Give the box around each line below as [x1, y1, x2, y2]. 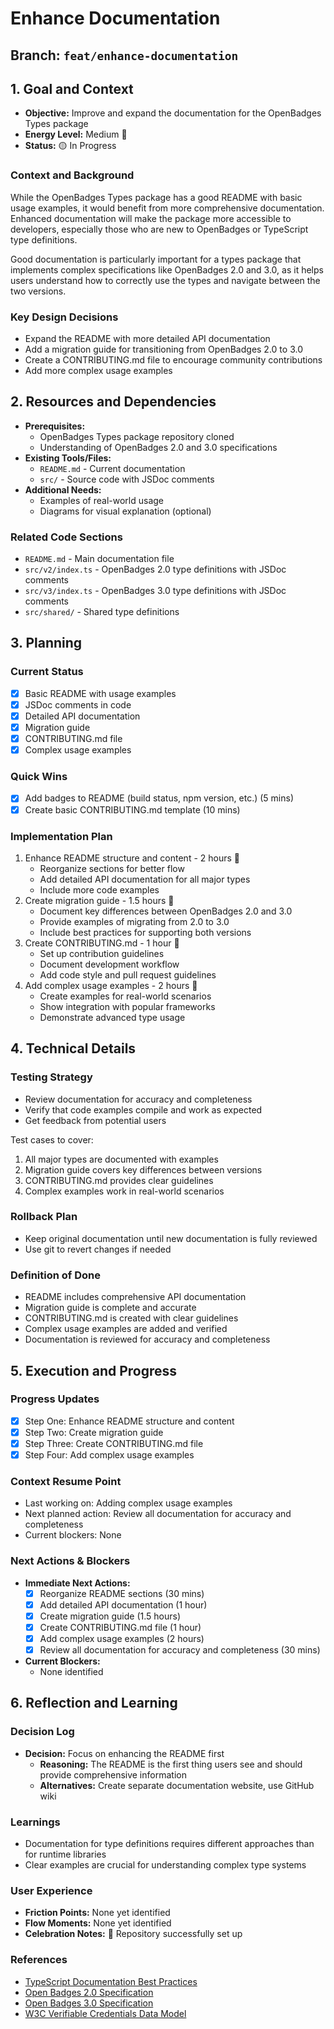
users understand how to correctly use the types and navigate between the [10, 274, 321, 286]
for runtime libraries [24, 1848, 107, 1861]
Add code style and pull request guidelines [39, 968, 217, 981]
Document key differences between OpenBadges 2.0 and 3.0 [39, 905, 293, 917]
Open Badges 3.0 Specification [24, 1997, 154, 2009]
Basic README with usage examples [24, 687, 177, 699]
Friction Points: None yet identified [24, 1907, 171, 1919]
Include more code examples [39, 883, 160, 896]
